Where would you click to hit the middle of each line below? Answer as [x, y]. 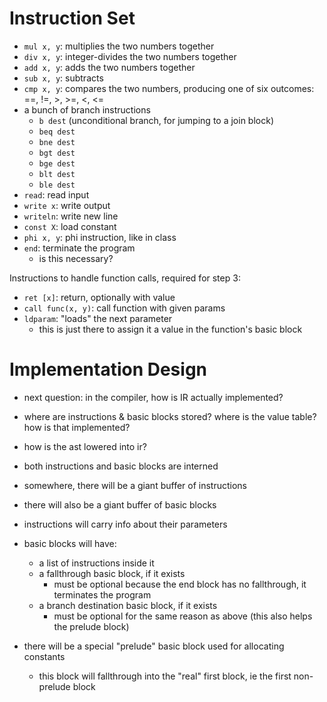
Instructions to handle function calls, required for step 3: [125, 278]
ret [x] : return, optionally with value [99, 297]
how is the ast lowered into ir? [85, 446]
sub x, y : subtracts [63, 78]
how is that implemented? [77, 427]
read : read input [56, 194]
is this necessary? [76, 258]
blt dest [57, 174]
